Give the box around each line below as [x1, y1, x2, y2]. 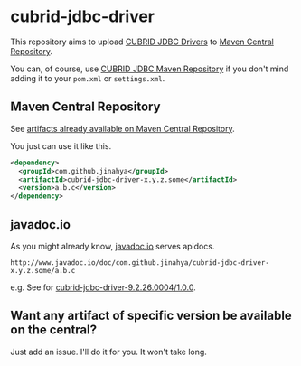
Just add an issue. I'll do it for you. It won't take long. [10, 346, 207, 357]
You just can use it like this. [10, 140, 112, 151]
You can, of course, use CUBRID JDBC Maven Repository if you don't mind [10, 63, 289, 74]
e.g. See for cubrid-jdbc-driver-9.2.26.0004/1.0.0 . [10, 282, 197, 293]
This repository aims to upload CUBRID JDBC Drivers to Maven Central [10, 36, 274, 47]
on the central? [10, 323, 98, 338]
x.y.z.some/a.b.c [10, 266, 76, 275]
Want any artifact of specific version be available [10, 308, 292, 324]
